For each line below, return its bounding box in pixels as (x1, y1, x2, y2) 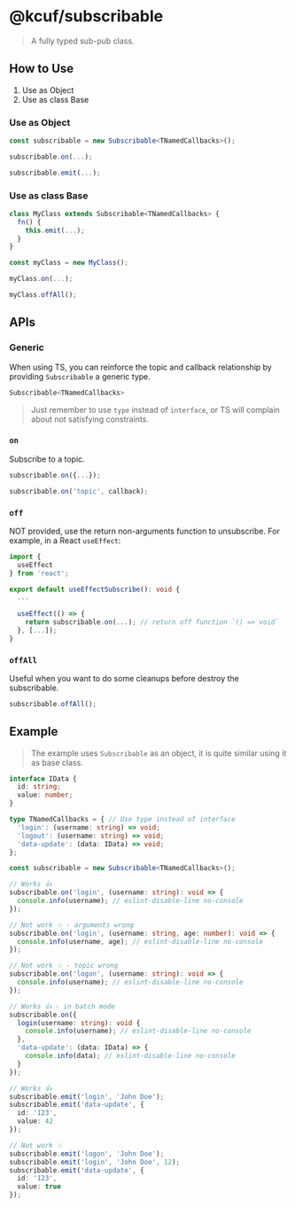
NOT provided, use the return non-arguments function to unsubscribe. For (9, 526, 281, 536)
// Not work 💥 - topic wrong (9, 962, 119, 970)
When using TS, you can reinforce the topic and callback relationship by (9, 362, 272, 372)
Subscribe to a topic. (9, 454, 86, 464)
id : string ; (17, 783, 62, 791)
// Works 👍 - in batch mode (9, 1001, 115, 1011)
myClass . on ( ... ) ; (9, 275, 74, 284)
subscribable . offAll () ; (9, 699, 97, 708)
